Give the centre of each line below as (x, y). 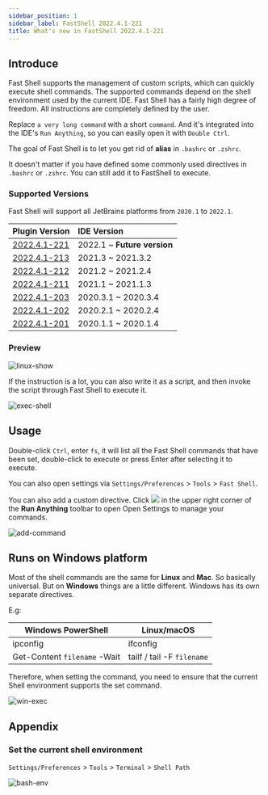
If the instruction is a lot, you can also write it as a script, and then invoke (130, 381)
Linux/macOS (168, 630)
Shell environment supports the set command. (85, 686)
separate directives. (42, 595)
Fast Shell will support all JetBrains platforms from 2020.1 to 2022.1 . (121, 212)
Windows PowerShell (67, 630)
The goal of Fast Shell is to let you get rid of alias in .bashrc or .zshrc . (125, 149)
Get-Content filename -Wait (67, 657)
